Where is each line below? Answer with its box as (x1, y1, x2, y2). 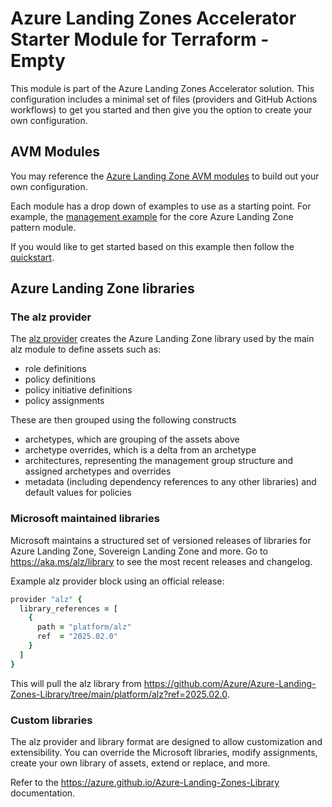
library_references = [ (19, 603, 118, 614)
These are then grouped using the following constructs (10, 414, 237, 426)
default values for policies (24, 487, 132, 499)
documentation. (10, 787, 76, 799)
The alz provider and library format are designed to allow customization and (10, 736, 323, 748)
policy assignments (24, 395, 105, 407)
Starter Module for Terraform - (10, 28, 270, 51)
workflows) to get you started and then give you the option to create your (10, 103, 313, 116)
